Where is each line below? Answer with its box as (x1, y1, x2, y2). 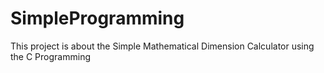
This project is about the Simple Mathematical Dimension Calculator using (10, 40, 315, 52)
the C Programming (10, 50, 91, 62)
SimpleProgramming (10, 7, 185, 30)
